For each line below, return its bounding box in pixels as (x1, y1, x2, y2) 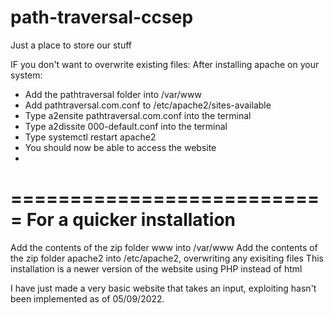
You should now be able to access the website (24, 141, 217, 153)
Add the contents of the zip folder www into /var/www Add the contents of (10, 241, 318, 253)
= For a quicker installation (10, 209, 237, 231)
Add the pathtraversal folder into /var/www (24, 88, 202, 100)
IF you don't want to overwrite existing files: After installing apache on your (10, 58, 320, 70)
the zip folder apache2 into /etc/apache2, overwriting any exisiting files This (10, 252, 324, 264)
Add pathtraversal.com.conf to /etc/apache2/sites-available (24, 99, 272, 111)
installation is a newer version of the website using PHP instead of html (10, 262, 303, 275)
